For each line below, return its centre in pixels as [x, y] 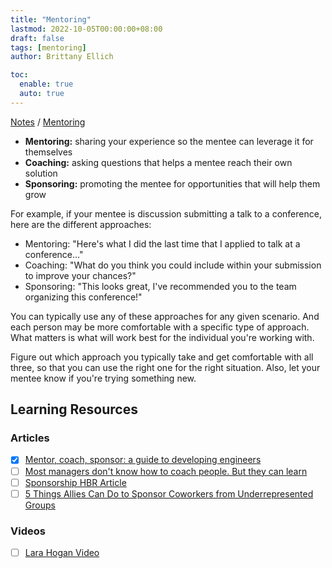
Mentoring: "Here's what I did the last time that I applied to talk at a [162, 243]
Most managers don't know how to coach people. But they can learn [166, 471]
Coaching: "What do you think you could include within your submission [173, 265]
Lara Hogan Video [62, 552]
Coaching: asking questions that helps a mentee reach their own [158, 162]
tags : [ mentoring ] [48, 47]
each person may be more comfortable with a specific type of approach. [160, 327]
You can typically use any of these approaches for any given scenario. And [165, 316]
